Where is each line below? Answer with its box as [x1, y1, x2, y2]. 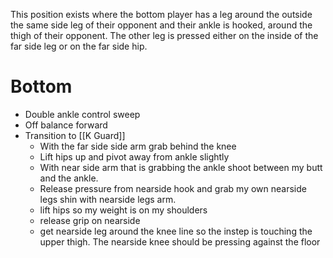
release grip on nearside [39, 214, 141, 226]
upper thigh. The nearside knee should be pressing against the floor [39, 235, 321, 248]
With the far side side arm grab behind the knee [39, 140, 237, 152]
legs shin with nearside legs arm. [39, 193, 177, 205]
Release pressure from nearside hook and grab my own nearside [39, 182, 307, 194]
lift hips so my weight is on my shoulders [39, 204, 208, 216]
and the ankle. [39, 172, 99, 184]
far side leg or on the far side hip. [10, 40, 148, 52]
